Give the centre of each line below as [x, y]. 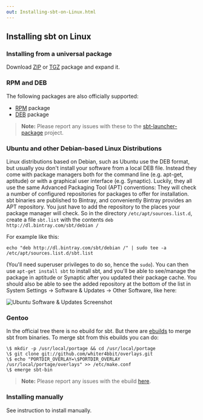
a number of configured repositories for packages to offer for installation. [98, 194]
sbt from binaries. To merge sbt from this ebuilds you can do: [83, 337]
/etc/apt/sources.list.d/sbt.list [50, 253]
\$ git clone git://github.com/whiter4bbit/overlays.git [80, 354]
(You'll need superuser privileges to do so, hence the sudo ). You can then [98, 264]
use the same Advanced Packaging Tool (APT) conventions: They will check [101, 187]
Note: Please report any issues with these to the [81, 126]
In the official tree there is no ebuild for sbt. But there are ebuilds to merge [99, 331]
